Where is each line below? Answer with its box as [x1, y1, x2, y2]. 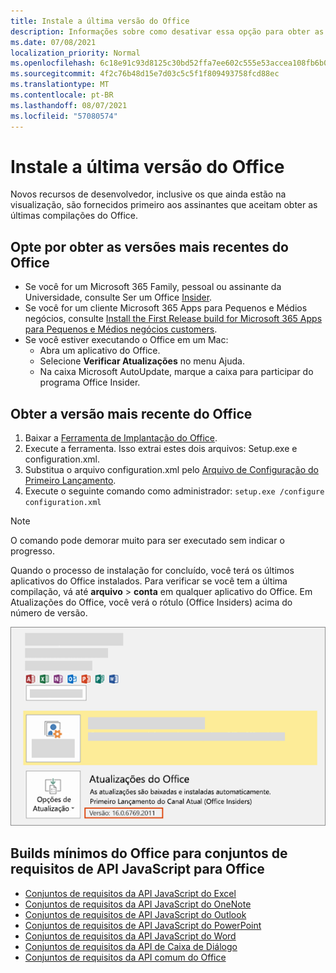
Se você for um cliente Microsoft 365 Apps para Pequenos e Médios [24, 302, 308, 314]
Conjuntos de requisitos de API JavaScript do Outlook [24, 908, 247, 920]
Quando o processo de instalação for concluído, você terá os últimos [10, 565, 295, 577]
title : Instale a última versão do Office [10, 16, 190, 26]
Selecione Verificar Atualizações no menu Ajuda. [39, 355, 245, 367]
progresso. [10, 545, 55, 557]
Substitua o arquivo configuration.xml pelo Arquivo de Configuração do [24, 464, 319, 476]
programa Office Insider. [39, 376, 141, 389]
